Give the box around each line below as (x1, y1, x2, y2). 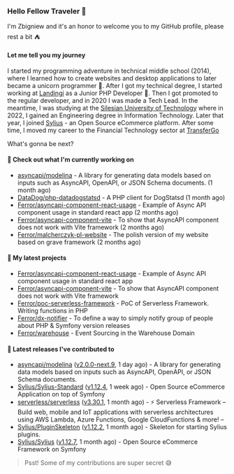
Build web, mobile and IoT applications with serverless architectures (17, 408, 214, 417)
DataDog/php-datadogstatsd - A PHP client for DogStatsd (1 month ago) (17, 193, 226, 201)
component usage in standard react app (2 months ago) (17, 208, 179, 216)
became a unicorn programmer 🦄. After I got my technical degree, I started (7, 81, 222, 89)
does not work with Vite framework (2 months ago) (17, 223, 165, 231)
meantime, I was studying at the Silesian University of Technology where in (7, 103, 224, 112)
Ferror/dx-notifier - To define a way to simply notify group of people (17, 314, 214, 322)
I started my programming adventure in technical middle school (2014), (7, 66, 212, 75)
